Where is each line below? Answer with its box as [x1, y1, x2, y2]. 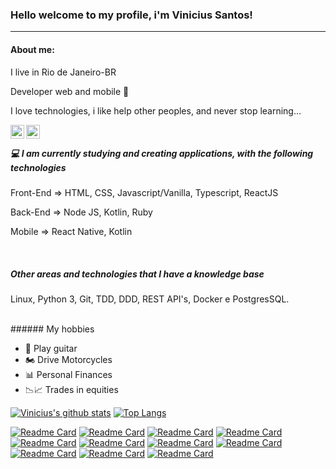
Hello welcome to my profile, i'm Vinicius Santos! [10, 8, 253, 22]
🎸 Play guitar [24, 343, 78, 355]
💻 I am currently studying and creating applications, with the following [10, 148, 314, 160]
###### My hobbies [10, 323, 95, 335]
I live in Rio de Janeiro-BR [10, 66, 117, 78]
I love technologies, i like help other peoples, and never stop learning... [10, 104, 302, 117]
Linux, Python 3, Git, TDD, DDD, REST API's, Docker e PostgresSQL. [10, 293, 290, 305]
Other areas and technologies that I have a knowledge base [10, 268, 265, 280]
